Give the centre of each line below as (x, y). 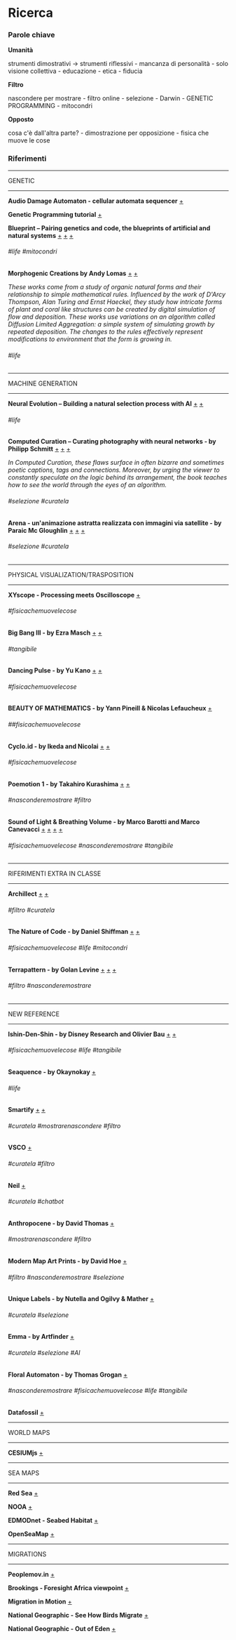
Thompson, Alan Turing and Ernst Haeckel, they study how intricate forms (115, 302)
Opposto (21, 119)
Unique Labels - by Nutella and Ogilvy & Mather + (81, 1299)
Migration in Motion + (40, 1601)
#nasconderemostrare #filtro (50, 800)
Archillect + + (28, 894)
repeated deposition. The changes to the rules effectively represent (105, 331)
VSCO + (20, 1148)
